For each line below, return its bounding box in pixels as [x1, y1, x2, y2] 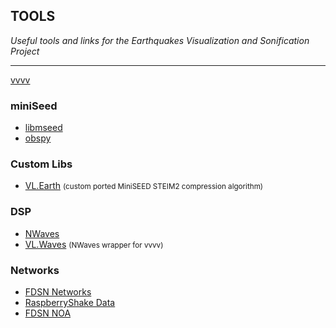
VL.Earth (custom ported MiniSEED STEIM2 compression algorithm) [24, 180, 264, 192]
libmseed [24, 122, 63, 134]
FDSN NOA [24, 307, 72, 319]
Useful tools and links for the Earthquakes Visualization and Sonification [10, 34, 310, 46]
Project [10, 45, 40, 57]
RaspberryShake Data [24, 297, 116, 308]
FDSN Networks [24, 286, 92, 298]
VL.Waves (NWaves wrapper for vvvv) [24, 238, 164, 250]
